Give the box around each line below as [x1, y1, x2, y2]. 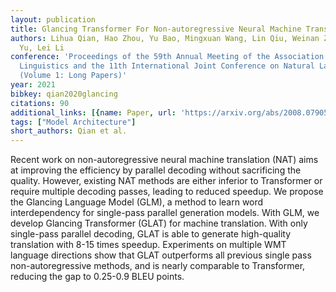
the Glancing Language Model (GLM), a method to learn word [10, 196, 264, 208]
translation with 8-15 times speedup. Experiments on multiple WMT [10, 239, 287, 251]
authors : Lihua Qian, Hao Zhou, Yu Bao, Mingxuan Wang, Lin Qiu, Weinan [10, 33, 320, 43]
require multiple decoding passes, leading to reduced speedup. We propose [10, 186, 324, 198]
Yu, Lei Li [19, 42, 65, 53]
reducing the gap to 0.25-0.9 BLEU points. [10, 271, 185, 283]
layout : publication [10, 14, 97, 25]
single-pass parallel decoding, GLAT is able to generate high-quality [10, 228, 292, 240]
